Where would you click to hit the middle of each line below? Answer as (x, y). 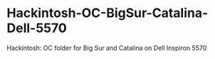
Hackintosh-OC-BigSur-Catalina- (107, 13)
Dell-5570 (37, 28)
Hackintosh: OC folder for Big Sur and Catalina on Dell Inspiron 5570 (107, 48)
